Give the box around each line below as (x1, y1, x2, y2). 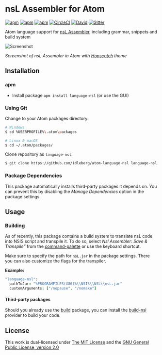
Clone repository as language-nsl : (5, 151, 73, 157)
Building (5, 222, 25, 229)
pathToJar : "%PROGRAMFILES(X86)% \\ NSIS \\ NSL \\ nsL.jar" (9, 281, 123, 287)
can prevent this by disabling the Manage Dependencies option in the (5, 188, 144, 194)
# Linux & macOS (5, 138, 38, 143)
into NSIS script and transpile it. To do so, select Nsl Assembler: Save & (5, 239, 148, 244)
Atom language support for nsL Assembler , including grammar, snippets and (5, 29, 158, 34)
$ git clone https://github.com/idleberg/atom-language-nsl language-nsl (5, 161, 158, 166)
